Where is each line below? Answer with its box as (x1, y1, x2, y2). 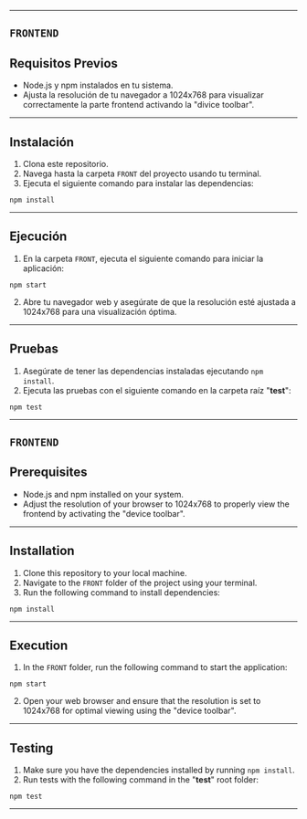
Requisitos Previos (9, 56, 119, 71)
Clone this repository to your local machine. (22, 567, 187, 578)
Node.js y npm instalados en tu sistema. (22, 79, 174, 91)
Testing (9, 740, 54, 756)
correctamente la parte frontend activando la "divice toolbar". (22, 100, 255, 110)
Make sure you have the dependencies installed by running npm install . (22, 764, 295, 776)
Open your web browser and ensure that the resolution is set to (22, 696, 261, 707)
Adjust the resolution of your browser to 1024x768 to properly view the (22, 499, 290, 509)
